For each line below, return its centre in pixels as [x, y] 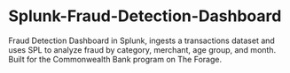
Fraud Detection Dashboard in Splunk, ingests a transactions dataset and [142, 40]
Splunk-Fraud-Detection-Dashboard [145, 16]
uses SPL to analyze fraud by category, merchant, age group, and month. [142, 49]
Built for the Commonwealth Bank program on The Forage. [115, 59]
